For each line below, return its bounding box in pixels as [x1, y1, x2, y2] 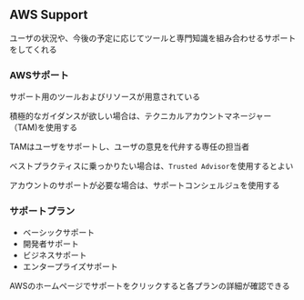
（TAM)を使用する [9, 122, 78, 133]
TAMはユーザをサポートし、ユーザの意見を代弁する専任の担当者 [9, 141, 250, 153]
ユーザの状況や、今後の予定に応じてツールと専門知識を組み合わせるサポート [9, 32, 297, 44]
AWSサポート [9, 68, 70, 81]
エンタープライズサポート [22, 261, 118, 272]
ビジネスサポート [22, 250, 87, 261]
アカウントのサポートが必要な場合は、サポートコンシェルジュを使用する [9, 180, 280, 191]
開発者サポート [22, 238, 79, 249]
